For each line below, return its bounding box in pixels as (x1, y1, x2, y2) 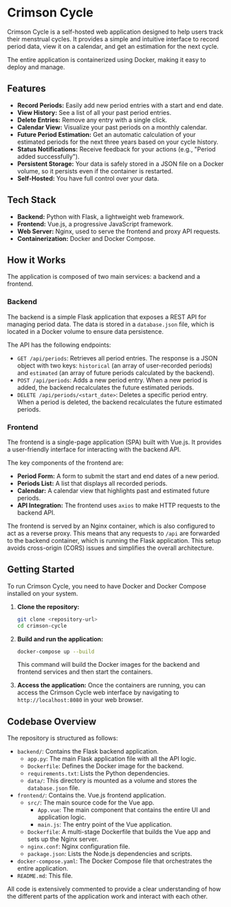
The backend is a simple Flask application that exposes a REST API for (7, 312, 207, 321)
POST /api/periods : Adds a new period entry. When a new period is (16, 376, 208, 384)
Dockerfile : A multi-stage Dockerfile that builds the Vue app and (27, 828, 211, 836)
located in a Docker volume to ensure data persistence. (7, 327, 164, 335)
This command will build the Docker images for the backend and (16, 661, 200, 669)
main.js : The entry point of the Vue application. (37, 820, 173, 829)
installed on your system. (7, 589, 78, 597)
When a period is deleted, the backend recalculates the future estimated (16, 398, 222, 406)
